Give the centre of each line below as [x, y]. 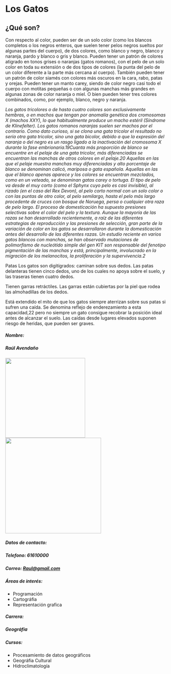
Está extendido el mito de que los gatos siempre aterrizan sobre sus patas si [86, 302]
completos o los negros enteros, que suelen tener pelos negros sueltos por [84, 45]
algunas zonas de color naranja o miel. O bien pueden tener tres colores [81, 94]
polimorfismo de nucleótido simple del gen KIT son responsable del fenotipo [86, 245]
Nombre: [15, 335]
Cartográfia [25, 600]
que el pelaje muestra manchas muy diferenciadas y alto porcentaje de [81, 164]
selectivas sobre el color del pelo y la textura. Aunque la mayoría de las [81, 213]
